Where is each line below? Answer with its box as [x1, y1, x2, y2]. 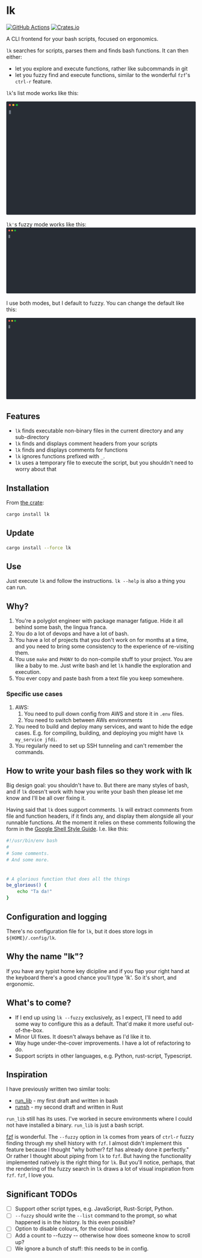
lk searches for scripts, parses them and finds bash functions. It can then [6, 46, 189, 54]
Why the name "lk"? [6, 951, 84, 962]
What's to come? [6, 998, 72, 1008]
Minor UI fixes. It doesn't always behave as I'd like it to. [14, 1033, 151, 1040]
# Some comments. [6, 850, 50, 857]
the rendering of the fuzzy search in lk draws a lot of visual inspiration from [6, 1165, 194, 1172]
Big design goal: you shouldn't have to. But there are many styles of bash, [6, 782, 189, 789]
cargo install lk [6, 511, 50, 518]
